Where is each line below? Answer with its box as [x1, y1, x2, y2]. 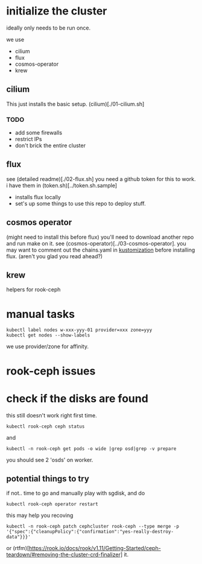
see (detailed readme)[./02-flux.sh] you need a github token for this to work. [6, 175, 196, 182]
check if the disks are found [6, 391, 149, 405]
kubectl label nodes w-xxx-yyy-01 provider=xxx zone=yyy [6, 327, 153, 333]
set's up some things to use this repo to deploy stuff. [14, 200, 146, 207]
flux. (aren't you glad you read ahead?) [6, 252, 103, 260]
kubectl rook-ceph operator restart [6, 501, 98, 507]
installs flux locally [14, 193, 62, 200]
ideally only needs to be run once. [6, 24, 91, 31]
